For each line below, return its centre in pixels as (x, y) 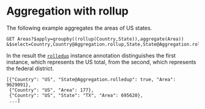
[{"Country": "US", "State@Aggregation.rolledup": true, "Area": (91, 79)
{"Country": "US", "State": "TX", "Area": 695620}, (76, 95)
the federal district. (30, 68)
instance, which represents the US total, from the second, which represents (101, 62)
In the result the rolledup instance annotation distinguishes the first (91, 55)
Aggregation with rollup (67, 11)
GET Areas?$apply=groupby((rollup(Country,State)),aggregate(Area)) (95, 39)
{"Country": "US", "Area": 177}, (52, 90)
